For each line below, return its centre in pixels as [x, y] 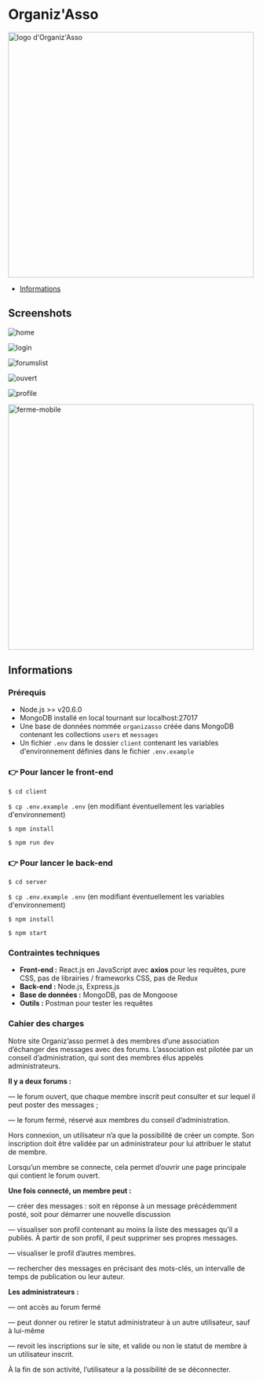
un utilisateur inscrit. [41, 1354]
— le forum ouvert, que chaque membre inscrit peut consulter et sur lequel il [132, 1096]
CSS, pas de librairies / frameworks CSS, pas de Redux [109, 978]
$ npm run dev [31, 842]
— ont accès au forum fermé [55, 1307]
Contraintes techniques [54, 952]
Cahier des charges [46, 1024]
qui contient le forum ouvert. [54, 1175]
